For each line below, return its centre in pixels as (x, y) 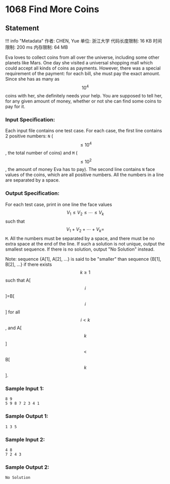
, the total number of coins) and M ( (41, 153)
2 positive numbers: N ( (29, 136)
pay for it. (15, 106)
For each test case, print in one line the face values (59, 204)
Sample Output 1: (27, 416)
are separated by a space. (32, 180)
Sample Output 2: (27, 467)
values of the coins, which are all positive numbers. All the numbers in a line (84, 175)
